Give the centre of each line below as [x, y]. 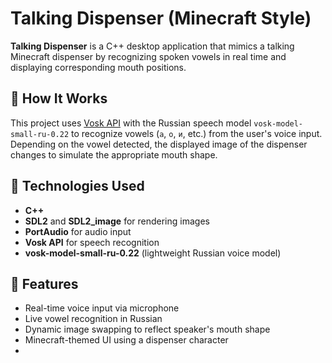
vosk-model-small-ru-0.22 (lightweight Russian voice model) [153, 253]
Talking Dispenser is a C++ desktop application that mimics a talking [152, 46]
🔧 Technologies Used [77, 186]
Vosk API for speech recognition [92, 242]
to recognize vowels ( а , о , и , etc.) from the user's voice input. [197, 133]
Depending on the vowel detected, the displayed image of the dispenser [159, 144]
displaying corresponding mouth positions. [98, 67]
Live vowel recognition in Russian [93, 319]
